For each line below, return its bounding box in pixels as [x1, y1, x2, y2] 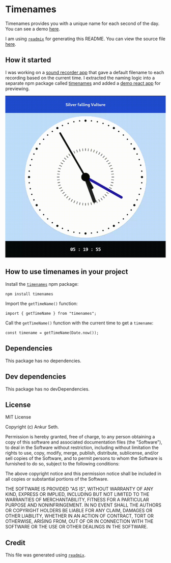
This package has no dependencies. [5, 358, 81, 364]
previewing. [5, 85, 30, 92]
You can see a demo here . [5, 25, 60, 32]
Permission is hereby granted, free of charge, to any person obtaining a [5, 434, 155, 440]
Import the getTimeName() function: [5, 300, 78, 306]
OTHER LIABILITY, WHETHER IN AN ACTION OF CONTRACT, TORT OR [5, 513, 154, 519]
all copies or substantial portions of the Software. [5, 476, 108, 482]
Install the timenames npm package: [5, 281, 79, 287]
